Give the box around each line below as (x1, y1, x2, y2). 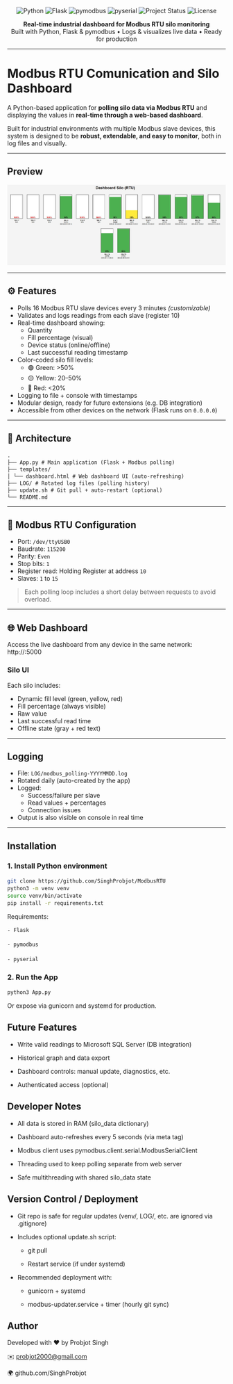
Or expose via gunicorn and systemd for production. (7, 1001, 157, 1010)
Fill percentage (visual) (27, 333, 94, 341)
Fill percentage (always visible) (17, 702, 106, 710)
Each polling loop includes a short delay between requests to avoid (24, 588, 216, 596)
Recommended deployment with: (17, 1273, 112, 1281)
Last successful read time (17, 716, 92, 725)
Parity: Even (17, 552, 51, 561)
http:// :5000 (7, 647, 42, 657)
